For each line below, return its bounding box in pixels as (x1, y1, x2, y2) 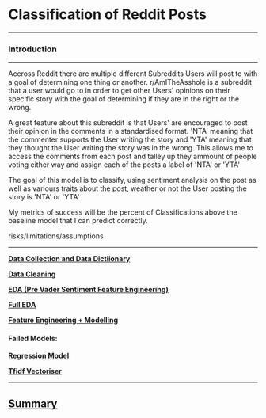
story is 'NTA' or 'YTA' (8, 192, 80, 202)
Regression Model (8, 351, 70, 361)
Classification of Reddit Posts (8, 6, 207, 24)
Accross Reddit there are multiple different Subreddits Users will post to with (8, 69, 258, 78)
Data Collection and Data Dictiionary (8, 254, 131, 264)
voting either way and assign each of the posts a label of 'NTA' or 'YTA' (8, 160, 240, 169)
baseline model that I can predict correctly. (8, 216, 148, 226)
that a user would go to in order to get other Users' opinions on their (8, 85, 231, 96)
